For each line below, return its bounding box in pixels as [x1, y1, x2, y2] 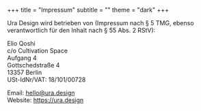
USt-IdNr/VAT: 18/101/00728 [7, 76, 86, 84]
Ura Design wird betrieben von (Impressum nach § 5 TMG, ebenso [7, 19, 194, 27]
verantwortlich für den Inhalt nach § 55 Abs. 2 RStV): [7, 27, 156, 34]
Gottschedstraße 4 [7, 61, 60, 69]
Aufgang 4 [7, 54, 37, 62]
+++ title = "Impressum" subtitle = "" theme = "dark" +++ [7, 6, 170, 14]
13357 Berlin [7, 68, 42, 76]
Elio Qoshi [7, 39, 36, 47]
